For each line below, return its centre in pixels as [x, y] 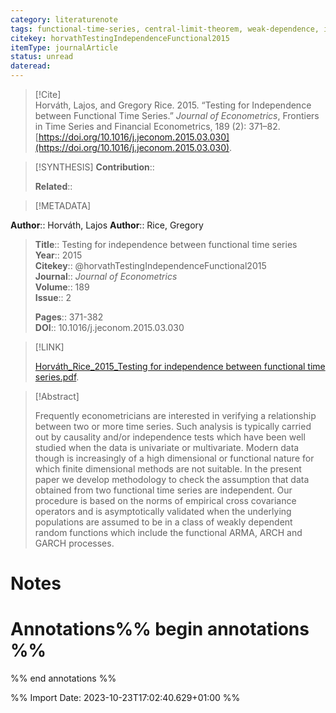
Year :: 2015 [58, 255]
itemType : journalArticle [64, 47]
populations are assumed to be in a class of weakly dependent [163, 522]
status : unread [42, 57]
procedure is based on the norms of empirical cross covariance [165, 500]
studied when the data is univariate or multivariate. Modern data [167, 447]
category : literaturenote [64, 19]
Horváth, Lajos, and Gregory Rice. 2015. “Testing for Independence [173, 105]
